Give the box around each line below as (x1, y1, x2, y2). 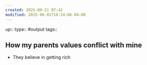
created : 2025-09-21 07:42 (5, 7, 63, 13)
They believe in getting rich (12, 54, 71, 60)
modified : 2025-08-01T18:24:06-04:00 (5, 12, 86, 17)
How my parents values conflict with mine (5, 41, 142, 49)
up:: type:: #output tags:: (5, 26, 58, 32)
